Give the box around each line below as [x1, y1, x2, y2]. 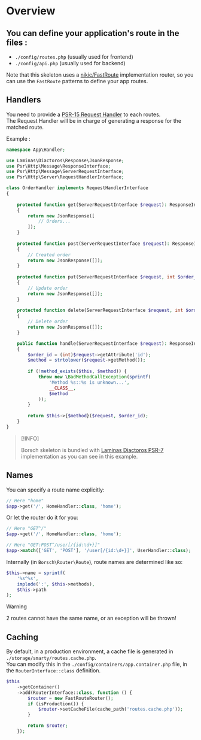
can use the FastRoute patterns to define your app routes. [6, 78, 148, 84]
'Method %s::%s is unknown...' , [48, 379, 130, 386]
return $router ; [28, 723, 68, 729]
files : [6, 37, 28, 47]
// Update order [28, 285, 68, 291]
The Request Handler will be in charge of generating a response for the [6, 117, 181, 124]
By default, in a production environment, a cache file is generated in [6, 648, 173, 655]
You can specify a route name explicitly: [6, 486, 105, 493]
